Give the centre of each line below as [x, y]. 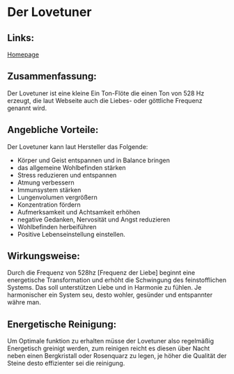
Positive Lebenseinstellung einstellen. [71, 234]
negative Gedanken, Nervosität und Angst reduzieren [94, 219]
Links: [21, 38]
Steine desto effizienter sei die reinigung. [66, 364]
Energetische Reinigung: [62, 324]
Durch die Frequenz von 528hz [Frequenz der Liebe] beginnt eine [101, 273]
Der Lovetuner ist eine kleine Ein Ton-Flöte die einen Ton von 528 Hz [106, 93]
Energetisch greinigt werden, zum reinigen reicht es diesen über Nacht [109, 348]
